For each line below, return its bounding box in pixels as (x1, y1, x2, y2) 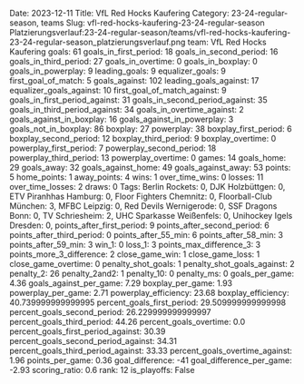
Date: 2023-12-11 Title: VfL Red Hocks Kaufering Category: (9, 8, 230, 18)
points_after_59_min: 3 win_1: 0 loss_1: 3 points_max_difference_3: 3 (9, 240, 261, 250)
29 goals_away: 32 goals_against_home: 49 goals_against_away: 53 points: (9, 162, 291, 172)
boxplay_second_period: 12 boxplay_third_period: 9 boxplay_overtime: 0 (9, 133, 277, 143)
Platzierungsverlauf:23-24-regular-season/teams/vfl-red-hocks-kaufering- (9, 27, 291, 37)
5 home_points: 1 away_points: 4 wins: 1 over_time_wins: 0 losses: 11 (9, 172, 264, 182)
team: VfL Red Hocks (187, 36, 267, 47)
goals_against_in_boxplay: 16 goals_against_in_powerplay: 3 (9, 113, 234, 124)
